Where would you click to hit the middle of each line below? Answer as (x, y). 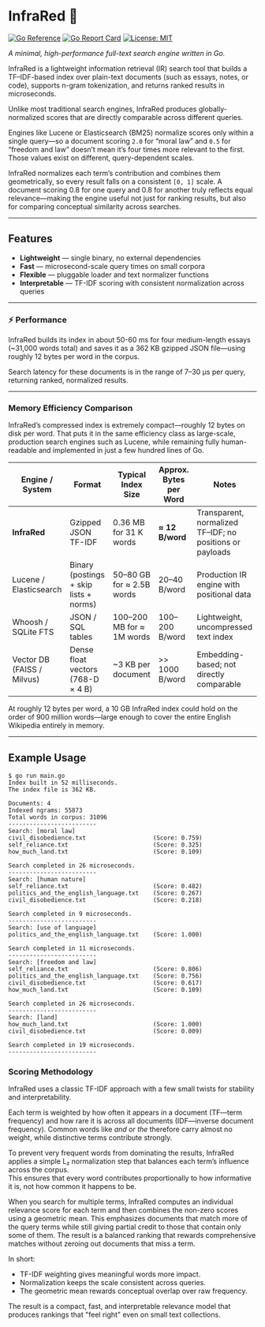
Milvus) (26, 679)
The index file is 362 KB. (52, 790)
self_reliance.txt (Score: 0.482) (105, 887)
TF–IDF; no (217, 533)
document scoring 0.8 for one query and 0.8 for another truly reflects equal (131, 189)
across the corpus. (39, 1170)
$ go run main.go (37, 776)
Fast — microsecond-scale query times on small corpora (112, 266)
